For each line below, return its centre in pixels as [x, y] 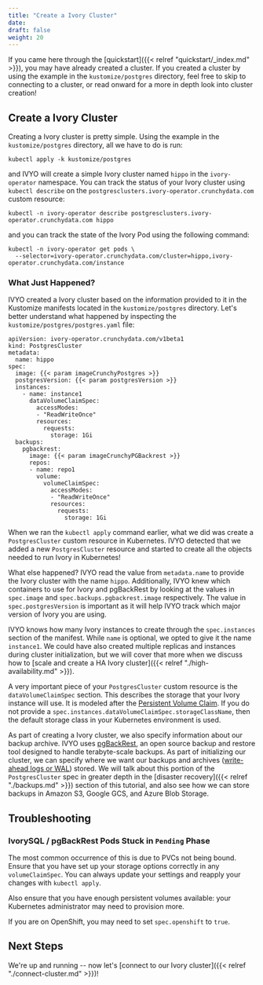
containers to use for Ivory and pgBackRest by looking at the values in [121, 589]
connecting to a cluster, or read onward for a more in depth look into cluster [131, 85]
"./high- [197, 663]
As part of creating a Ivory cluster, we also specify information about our [126, 735]
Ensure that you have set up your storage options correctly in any [114, 866]
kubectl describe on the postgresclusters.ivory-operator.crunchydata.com [131, 191]
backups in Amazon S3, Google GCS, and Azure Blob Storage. [109, 793]
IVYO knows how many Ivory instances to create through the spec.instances [132, 630]
